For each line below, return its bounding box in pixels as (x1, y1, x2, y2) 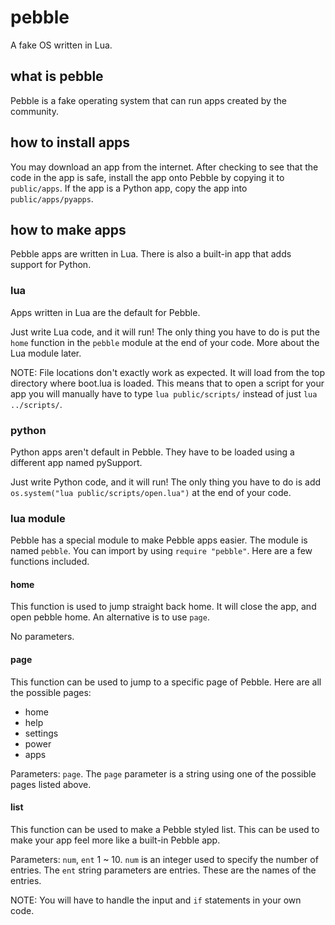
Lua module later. (10, 347, 82, 359)
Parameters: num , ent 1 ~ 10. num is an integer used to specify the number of (10, 853, 319, 865)
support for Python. (10, 259, 92, 271)
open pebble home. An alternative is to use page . (10, 611, 210, 623)
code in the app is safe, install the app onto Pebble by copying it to (10, 171, 285, 183)
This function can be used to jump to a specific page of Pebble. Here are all (10, 676, 322, 688)
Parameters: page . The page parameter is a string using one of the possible (10, 767, 317, 780)
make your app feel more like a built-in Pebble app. (10, 834, 221, 846)
